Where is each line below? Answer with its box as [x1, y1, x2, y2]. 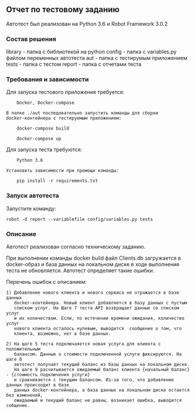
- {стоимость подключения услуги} [6, 372, 91, 378]
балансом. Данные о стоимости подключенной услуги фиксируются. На [13, 351, 182, 357]
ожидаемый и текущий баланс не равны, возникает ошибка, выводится [13, 398, 182, 403]
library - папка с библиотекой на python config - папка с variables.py [6, 48, 177, 55]
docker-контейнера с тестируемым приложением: [6, 116, 122, 121]
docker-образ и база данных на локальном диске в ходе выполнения [6, 261, 180, 267]
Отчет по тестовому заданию [6, 5, 120, 15]
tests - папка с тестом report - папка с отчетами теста [6, 61, 142, 68]
